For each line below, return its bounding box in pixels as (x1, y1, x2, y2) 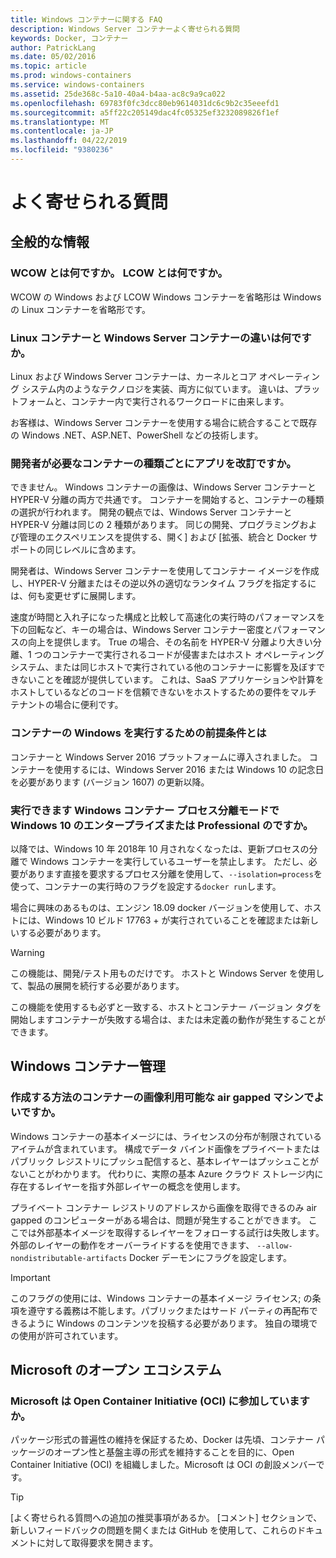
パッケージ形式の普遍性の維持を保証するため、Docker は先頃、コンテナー (10, 1434, 314, 1446)
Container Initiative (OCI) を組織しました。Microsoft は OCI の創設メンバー (10, 1459, 317, 1471)
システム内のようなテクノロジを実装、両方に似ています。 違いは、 (21, 383, 295, 395)
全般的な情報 (10, 234, 90, 251)
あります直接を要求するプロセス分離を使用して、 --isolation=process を (27, 867, 323, 880)
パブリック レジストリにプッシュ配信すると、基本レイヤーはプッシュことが (10, 1155, 319, 1167)
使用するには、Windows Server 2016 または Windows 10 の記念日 (53, 763, 325, 775)
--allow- (256, 1241, 293, 1251)
